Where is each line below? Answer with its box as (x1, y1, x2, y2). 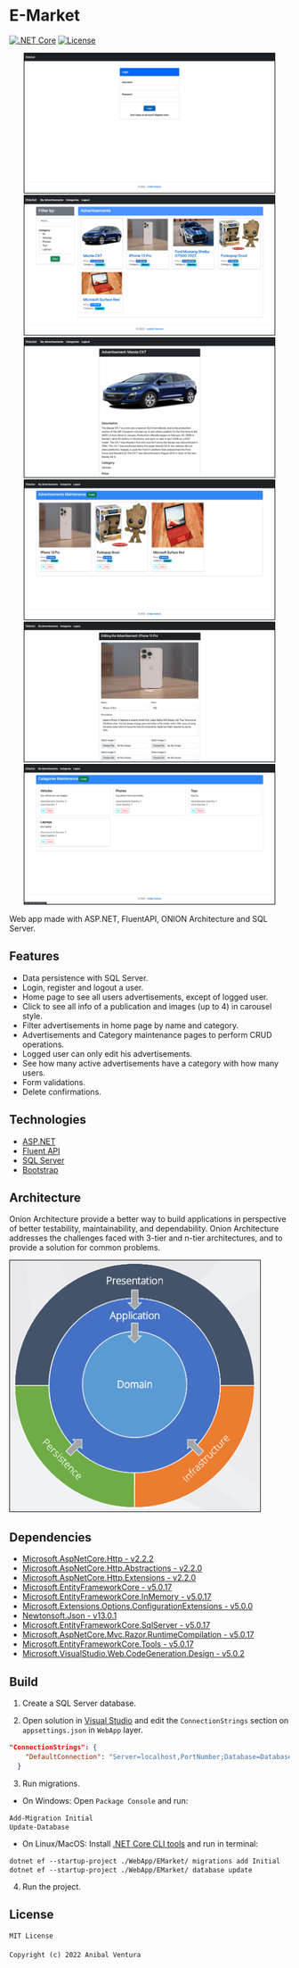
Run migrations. (21, 1778, 80, 1789)
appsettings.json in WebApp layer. (21, 1724, 144, 1735)
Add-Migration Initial (9, 1814, 93, 1823)
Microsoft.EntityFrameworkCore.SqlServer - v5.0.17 (21, 1620, 211, 1631)
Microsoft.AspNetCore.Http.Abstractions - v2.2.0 (21, 1563, 203, 1574)
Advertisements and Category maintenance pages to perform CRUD (21, 1029, 273, 1040)
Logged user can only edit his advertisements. (21, 1048, 193, 1059)
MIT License (9, 1931, 53, 1941)
